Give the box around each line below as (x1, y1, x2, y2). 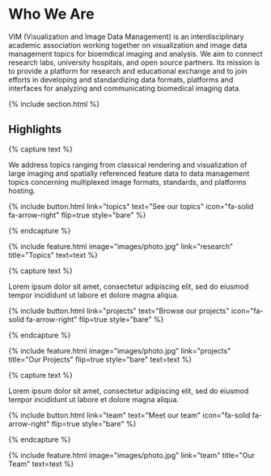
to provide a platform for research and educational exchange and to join (8, 66, 248, 75)
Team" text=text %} (8, 459, 74, 469)
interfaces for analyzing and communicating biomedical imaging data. (8, 83, 241, 93)
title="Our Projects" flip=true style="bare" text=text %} (8, 354, 193, 364)
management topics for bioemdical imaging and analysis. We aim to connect (8, 49, 263, 58)
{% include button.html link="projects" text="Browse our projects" (8, 306, 230, 315)
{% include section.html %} (8, 99, 100, 109)
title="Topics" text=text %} (8, 250, 99, 259)
